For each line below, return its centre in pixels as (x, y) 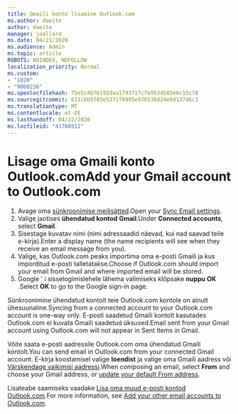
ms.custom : (23, 73)
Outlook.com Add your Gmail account (119, 176)
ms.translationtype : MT (43, 107)
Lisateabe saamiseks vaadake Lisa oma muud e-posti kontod (97, 388)
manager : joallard (34, 34)
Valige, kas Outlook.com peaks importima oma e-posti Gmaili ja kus (116, 256)
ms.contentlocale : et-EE (44, 113)
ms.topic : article (34, 54)
